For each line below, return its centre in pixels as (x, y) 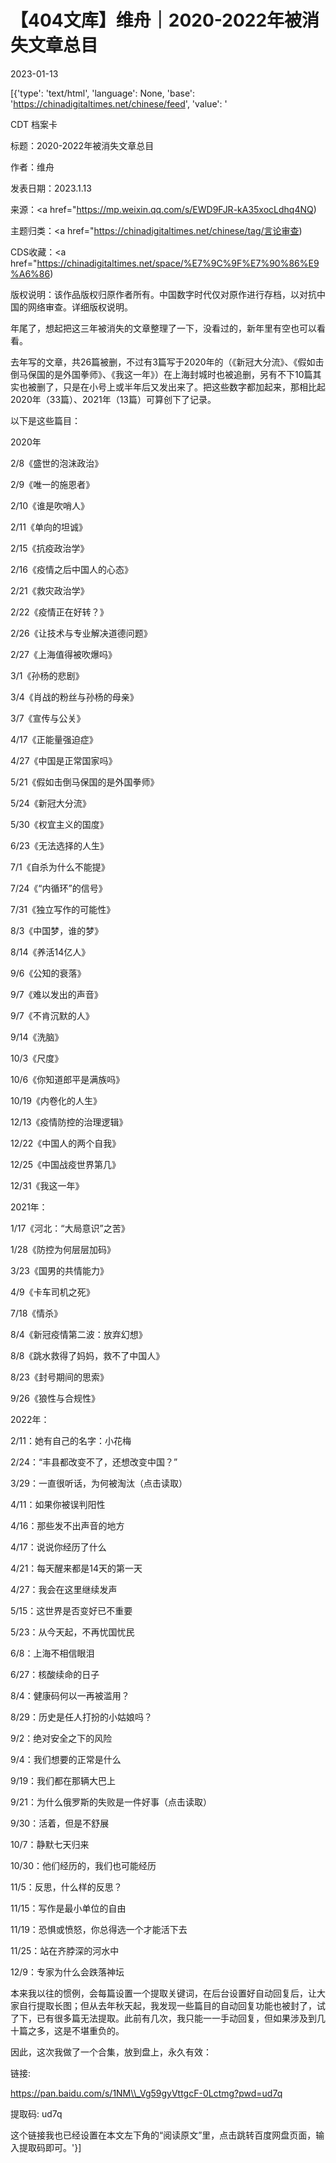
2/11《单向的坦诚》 (49, 527)
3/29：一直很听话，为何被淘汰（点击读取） (99, 1483)
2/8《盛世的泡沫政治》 (57, 463)
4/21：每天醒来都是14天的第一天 (76, 1568)
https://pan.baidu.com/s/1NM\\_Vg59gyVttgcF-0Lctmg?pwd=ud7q (146, 2093)
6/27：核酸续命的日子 (55, 1674)
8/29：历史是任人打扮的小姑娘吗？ (81, 1717)
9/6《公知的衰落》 (48, 973)
